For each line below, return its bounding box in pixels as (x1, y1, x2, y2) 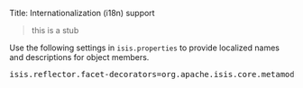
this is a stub (31, 25, 79, 35)
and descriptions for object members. (9, 52, 150, 62)
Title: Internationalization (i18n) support (9, 8, 155, 18)
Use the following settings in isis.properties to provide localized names (9, 42, 280, 53)
